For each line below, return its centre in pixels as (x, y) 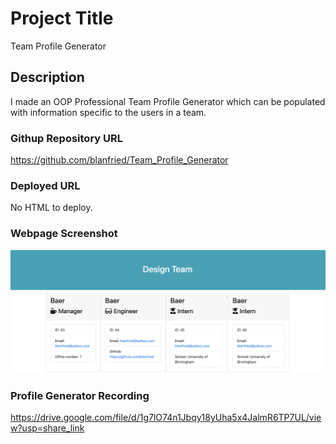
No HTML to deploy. (51, 208)
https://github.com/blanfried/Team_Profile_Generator (119, 160)
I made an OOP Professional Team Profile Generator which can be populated (168, 101)
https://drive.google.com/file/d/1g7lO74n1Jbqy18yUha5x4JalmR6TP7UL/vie (166, 418)
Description (47, 77)
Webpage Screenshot (64, 234)
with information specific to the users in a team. (108, 112)
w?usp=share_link (47, 428)
